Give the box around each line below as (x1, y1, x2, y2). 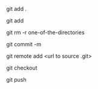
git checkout (6, 64, 38, 71)
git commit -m (6, 41, 42, 48)
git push (6, 76, 27, 83)
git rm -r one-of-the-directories (6, 29, 85, 36)
